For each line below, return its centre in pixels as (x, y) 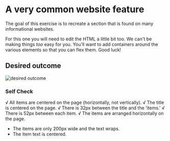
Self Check (19, 91)
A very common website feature (75, 9)
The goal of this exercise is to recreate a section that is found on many (79, 24)
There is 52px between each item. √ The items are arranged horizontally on (85, 113)
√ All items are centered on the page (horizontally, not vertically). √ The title (85, 103)
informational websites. (30, 29)
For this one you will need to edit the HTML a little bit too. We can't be (79, 39)
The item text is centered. (40, 134)
